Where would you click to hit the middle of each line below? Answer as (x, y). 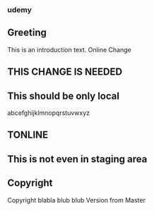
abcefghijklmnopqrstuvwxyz (49, 113)
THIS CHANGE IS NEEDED (65, 72)
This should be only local (64, 96)
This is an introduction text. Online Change (70, 49)
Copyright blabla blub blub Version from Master (77, 200)
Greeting (27, 33)
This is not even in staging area (77, 159)
